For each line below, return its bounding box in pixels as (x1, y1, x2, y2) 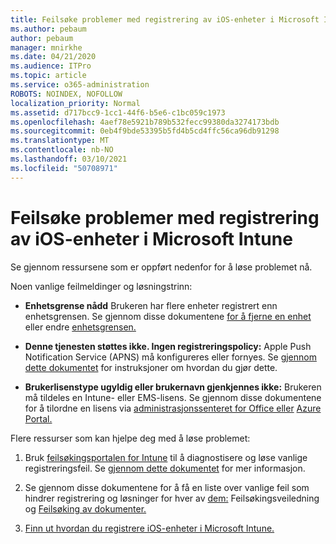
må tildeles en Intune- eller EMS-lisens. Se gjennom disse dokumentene (24, 391, 322, 403)
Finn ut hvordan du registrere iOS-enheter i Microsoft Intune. (24, 522, 275, 534)
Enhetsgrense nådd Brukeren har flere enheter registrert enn (24, 299, 278, 311)
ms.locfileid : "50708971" (10, 163, 118, 173)
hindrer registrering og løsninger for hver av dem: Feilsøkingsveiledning (24, 492, 320, 504)
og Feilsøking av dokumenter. (24, 502, 147, 515)
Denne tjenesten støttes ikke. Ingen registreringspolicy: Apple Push (24, 340, 312, 352)
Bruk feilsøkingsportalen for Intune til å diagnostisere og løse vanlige (24, 451, 308, 463)
